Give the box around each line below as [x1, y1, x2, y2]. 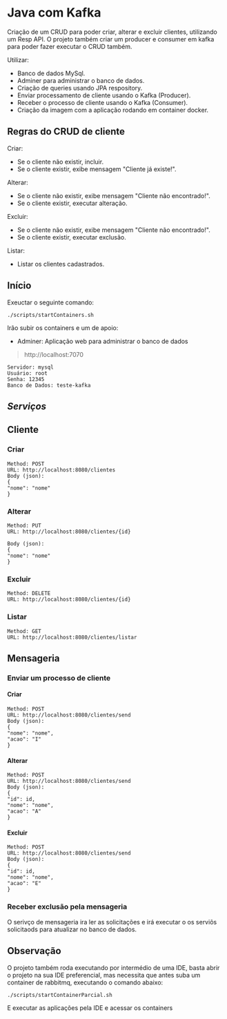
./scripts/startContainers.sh [7, 311, 95, 318]
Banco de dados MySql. [17, 69, 86, 77]
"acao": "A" [7, 808, 41, 815]
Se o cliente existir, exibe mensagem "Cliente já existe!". [17, 164, 177, 173]
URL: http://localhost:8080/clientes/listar [7, 634, 137, 641]
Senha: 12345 [7, 376, 45, 382]
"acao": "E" [7, 880, 41, 887]
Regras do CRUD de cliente [7, 126, 126, 137]
